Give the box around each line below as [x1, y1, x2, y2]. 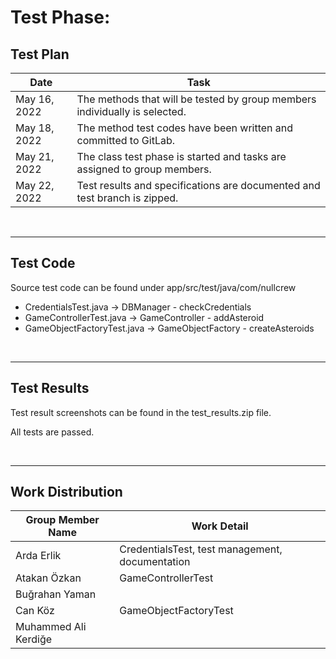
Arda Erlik [15, 549, 62, 563]
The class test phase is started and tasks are [76, 150, 287, 163]
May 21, [15, 150, 55, 163]
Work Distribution [10, 484, 123, 501]
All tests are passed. [10, 426, 95, 438]
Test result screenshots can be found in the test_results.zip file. [10, 406, 272, 418]
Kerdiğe [15, 632, 53, 646]
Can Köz [15, 604, 55, 618]
